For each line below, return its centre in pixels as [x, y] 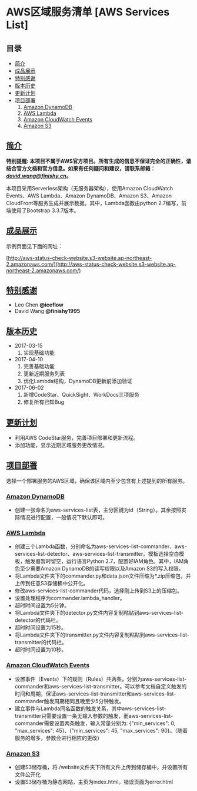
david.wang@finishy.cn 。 [39, 176]
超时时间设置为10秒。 [41, 650]
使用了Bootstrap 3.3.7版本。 [45, 210]
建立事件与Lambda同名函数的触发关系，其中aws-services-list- [90, 708]
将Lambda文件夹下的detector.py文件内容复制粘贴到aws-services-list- [99, 613]
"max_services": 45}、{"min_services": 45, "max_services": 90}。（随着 [101, 730]
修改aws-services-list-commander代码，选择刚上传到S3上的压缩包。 [98, 591]
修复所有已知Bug [44, 402]
